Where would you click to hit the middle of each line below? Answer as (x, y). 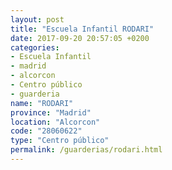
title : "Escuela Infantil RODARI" (82, 29)
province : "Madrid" (51, 112)
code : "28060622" (46, 131)
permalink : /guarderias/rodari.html (86, 150)
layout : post (37, 19)
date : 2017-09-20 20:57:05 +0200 (80, 38)
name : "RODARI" (42, 103)
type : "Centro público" (60, 141)
